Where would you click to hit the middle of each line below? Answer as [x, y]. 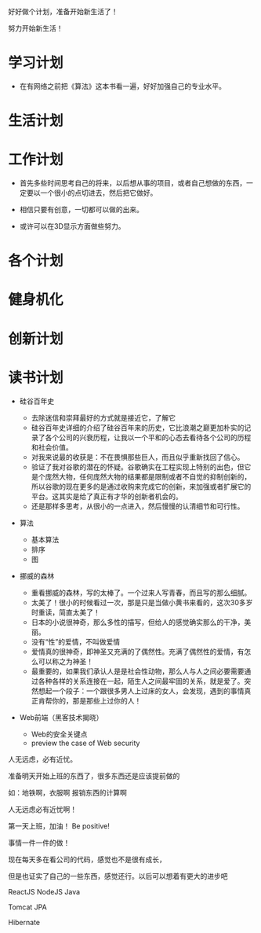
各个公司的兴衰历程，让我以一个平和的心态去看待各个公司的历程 [148, 437]
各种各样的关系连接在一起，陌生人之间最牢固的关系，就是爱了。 [141, 681]
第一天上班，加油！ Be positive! [59, 826]
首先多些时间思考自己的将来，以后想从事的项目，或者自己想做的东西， [133, 183]
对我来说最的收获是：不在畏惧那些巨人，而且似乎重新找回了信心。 [138, 457]
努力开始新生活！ [36, 28]
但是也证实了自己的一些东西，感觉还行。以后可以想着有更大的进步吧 [118, 876]
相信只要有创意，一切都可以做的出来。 [81, 210]
